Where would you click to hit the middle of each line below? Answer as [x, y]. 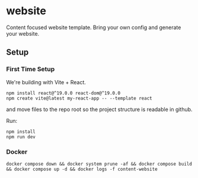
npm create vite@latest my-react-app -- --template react [79, 98]
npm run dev [21, 137]
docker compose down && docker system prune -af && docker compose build [99, 164]
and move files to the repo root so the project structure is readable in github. [99, 109]
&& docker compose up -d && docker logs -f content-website [82, 169]
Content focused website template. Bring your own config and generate [94, 27]
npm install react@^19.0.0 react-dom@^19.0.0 [63, 93]
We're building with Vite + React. [46, 82]
